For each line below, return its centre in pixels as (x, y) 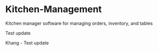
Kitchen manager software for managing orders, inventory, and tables (79, 23)
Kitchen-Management (54, 9)
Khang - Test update (27, 43)
